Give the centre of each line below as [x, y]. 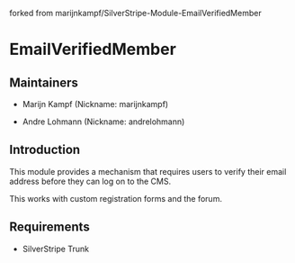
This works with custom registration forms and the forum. [116, 198]
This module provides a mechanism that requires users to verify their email [148, 171]
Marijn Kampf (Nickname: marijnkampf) [95, 104]
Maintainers [44, 82]
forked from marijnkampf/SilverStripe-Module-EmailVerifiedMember [136, 13]
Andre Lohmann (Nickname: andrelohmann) [103, 122]
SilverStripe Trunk [56, 249]
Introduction [45, 150]
